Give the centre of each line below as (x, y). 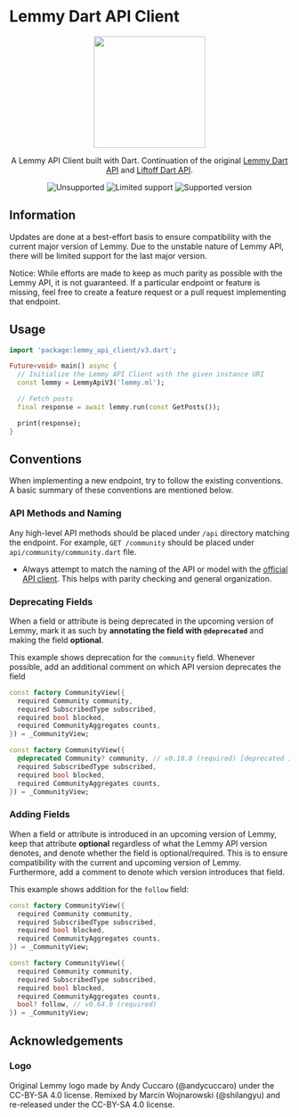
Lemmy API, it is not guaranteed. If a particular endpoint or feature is (135, 282)
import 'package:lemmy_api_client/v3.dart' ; (93, 350)
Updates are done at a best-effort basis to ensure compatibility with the (140, 236)
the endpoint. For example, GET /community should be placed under (132, 542)
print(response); (49, 423)
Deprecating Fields (51, 601)
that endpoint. (35, 302)
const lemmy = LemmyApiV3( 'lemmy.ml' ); (91, 383)
